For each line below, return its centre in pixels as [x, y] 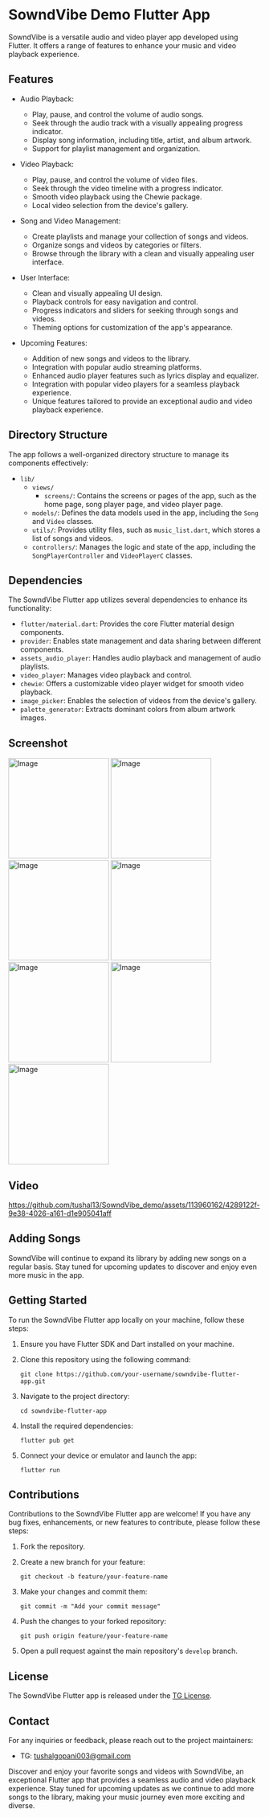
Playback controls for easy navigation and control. [115, 301]
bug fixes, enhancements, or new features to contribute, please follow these [134, 1522]
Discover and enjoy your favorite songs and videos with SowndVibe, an [126, 1772]
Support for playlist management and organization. [116, 148]
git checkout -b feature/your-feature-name [94, 1577]
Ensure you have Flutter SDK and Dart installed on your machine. [127, 1344]
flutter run [40, 1470]
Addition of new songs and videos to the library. [111, 358]
